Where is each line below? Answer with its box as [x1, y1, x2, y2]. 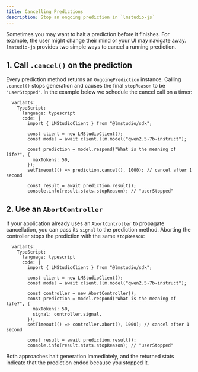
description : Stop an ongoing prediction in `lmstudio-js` [6, 14, 155, 20]
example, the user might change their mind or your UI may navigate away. [6, 37, 187, 44]
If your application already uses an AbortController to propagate [6, 220, 165, 227]
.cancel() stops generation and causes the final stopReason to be [6, 82, 166, 89]
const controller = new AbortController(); [27, 291, 136, 297]
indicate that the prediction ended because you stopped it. [6, 359, 149, 366]
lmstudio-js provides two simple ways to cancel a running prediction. [6, 43, 177, 50]
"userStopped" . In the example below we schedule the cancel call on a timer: [6, 88, 193, 95]
